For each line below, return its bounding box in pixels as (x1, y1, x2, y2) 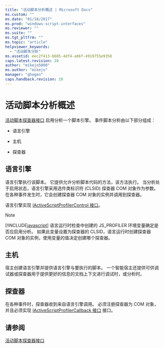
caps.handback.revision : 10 (5, 77, 64, 82)
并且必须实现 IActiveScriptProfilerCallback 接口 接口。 (5, 307, 116, 314)
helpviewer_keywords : (5, 44, 50, 49)
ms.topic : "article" (5, 40, 48, 45)
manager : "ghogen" (5, 72, 43, 77)
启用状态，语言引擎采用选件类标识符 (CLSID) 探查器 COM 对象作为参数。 (9, 185, 159, 191)
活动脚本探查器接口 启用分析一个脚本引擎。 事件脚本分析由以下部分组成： (5, 117, 156, 123)
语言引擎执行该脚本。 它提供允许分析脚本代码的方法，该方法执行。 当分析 (5, 179, 156, 185)
